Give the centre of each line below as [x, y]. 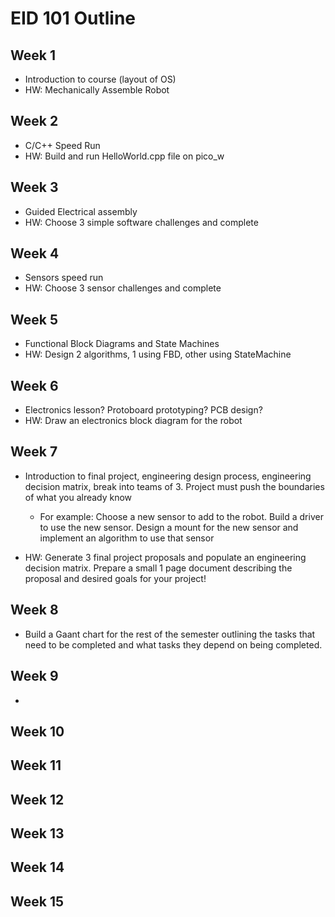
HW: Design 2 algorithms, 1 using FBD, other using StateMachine [158, 354]
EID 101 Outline [73, 18]
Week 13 [37, 833]
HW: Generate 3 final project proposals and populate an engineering [165, 557]
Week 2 [34, 121]
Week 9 [34, 676]
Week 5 [34, 319]
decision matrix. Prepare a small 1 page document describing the [158, 568]
